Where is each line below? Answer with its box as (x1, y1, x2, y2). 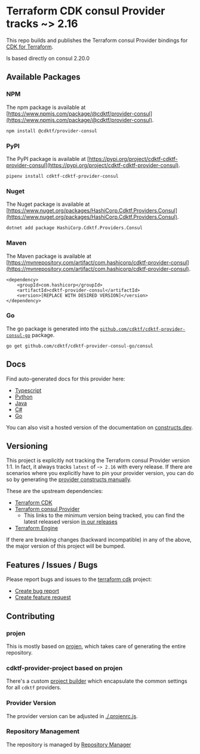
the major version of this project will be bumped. (6, 543, 125, 550)
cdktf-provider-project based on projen (6, 664, 123, 672)
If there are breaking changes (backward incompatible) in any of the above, (6, 536, 192, 543)
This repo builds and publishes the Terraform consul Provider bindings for (6, 37, 188, 44)
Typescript (14, 387, 42, 394)
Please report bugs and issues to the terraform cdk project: (6, 576, 152, 583)
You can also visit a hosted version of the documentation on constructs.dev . (6, 424, 193, 431)
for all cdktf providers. (6, 684, 61, 691)
